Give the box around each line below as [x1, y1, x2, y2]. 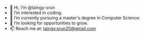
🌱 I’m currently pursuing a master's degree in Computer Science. [9, 15, 141, 20]
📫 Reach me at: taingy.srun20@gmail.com [9, 26, 96, 31]
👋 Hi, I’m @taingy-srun [9, 5, 55, 10]
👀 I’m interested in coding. [9, 10, 62, 16]
